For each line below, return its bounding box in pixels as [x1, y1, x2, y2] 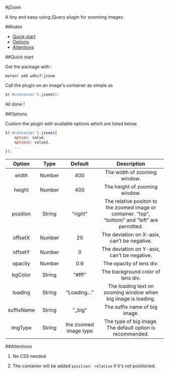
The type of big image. [104, 318, 158, 325]
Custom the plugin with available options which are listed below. [5, 120, 138, 126]
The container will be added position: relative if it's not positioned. [12, 363, 156, 369]
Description [116, 161, 145, 168]
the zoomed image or [105, 204, 156, 211]
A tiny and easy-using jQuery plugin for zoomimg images [5, 14, 123, 20]
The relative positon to [104, 198, 157, 205]
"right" [72, 210, 88, 217]
